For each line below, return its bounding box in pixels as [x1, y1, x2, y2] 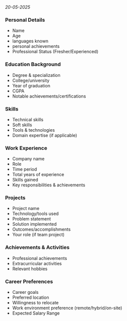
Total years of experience [12, 172, 64, 178]
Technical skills [12, 116, 43, 122]
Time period [12, 166, 37, 172]
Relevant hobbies [12, 266, 48, 272]
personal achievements [12, 43, 60, 49]
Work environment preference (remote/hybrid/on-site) [12, 305, 123, 311]
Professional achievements [12, 255, 67, 261]
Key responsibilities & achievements [12, 182, 85, 188]
